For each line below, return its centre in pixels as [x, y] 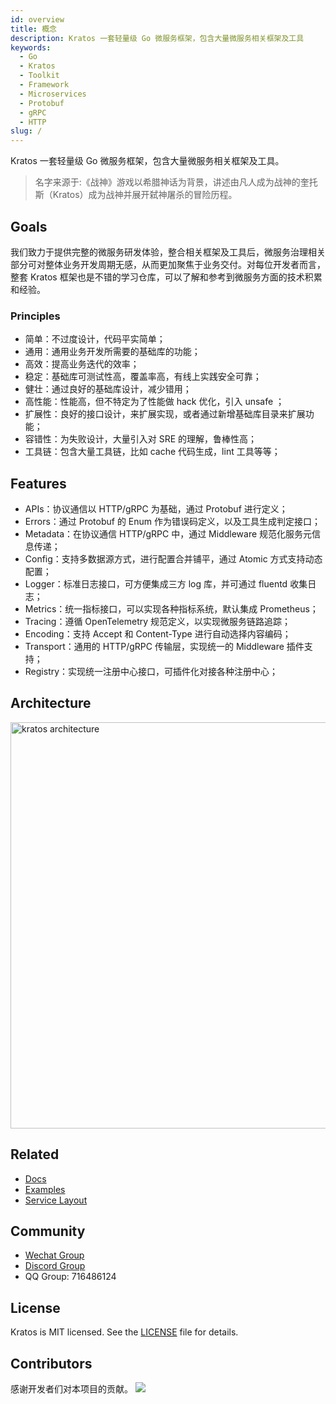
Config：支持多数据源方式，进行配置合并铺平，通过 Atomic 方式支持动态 [173, 559]
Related [35, 1154]
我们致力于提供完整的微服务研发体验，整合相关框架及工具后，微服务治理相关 [168, 252]
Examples [45, 1189]
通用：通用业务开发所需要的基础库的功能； [112, 352]
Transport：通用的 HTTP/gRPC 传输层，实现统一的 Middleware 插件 [164, 647]
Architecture [51, 703]
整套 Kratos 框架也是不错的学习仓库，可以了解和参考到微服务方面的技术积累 [166, 277]
